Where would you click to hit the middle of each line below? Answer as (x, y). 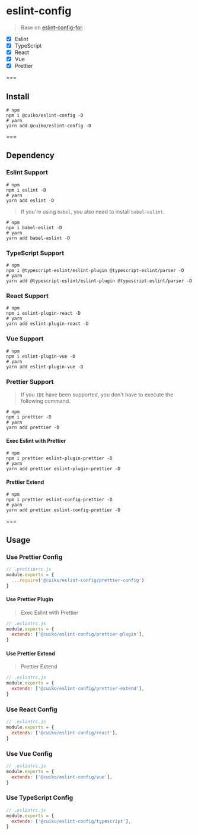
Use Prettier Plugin (30, 599)
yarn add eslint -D (30, 201)
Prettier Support (30, 381)
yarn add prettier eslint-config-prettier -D (63, 510)
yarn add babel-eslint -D (38, 238)
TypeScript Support (35, 253)
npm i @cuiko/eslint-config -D (45, 115)
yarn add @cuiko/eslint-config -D (49, 126)
